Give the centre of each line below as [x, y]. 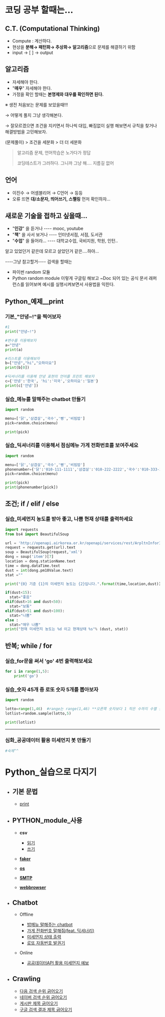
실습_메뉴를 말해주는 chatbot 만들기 [45, 399]
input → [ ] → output [33, 53]
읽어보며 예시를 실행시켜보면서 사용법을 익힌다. [70, 284]
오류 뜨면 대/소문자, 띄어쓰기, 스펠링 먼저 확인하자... [61, 199]
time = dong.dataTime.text [33, 566]
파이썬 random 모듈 [31, 272]
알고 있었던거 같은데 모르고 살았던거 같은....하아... [52, 251]
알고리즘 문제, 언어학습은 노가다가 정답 [54, 152]
